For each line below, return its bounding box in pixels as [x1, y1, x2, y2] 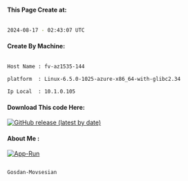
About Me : [7, 134, 40, 142]
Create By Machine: [7, 41, 66, 50]
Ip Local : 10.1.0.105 [7, 88, 76, 95]
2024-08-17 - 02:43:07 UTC [7, 27, 85, 34]
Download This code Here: [7, 103, 85, 111]
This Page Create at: [7, 6, 67, 14]
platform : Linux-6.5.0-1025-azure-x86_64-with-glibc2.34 [7, 76, 181, 83]
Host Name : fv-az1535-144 [7, 63, 85, 70]
